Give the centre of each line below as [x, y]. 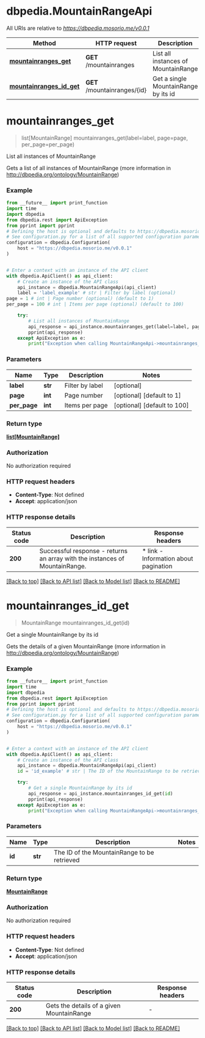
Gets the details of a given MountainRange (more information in [86, 646]
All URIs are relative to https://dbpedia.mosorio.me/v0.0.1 [78, 28]
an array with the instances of [82, 558]
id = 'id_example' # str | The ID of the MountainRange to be [98, 771]
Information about [167, 558]
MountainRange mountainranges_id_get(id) [75, 623]
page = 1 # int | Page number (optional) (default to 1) [80, 299]
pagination [157, 566]
